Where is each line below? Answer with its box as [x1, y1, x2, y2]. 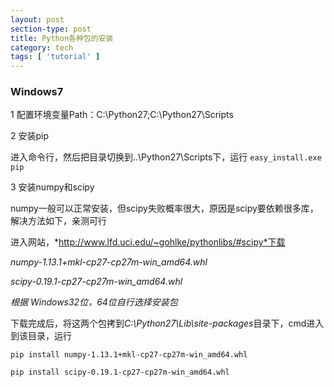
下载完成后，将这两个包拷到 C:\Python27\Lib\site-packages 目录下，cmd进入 [10, 317, 325, 330]
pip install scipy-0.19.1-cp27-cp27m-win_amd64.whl [10, 367, 230, 378]
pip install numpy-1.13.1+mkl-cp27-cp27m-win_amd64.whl [10, 350, 248, 360]
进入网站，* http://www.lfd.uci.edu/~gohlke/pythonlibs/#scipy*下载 [10, 236, 286, 248]
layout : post [10, 14, 65, 25]
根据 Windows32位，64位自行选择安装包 [10, 296, 178, 308]
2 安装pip [10, 130, 50, 142]
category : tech [10, 42, 74, 53]
